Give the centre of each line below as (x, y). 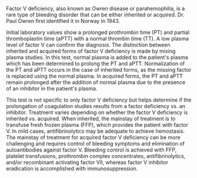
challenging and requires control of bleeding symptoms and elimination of (96, 144)
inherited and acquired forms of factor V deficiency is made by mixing (91, 51)
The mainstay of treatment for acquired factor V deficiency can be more (93, 137)
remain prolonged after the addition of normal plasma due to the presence (96, 82)
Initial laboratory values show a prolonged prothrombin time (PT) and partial (98, 32)
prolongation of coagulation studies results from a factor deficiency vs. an (96, 106)
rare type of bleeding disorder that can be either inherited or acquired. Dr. (95, 15)
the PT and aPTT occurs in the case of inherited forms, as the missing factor (99, 70)
